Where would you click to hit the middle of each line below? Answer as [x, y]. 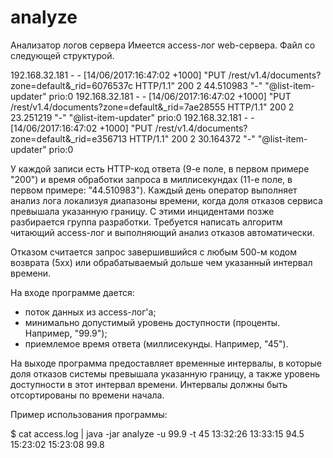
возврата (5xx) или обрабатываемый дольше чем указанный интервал [161, 262]
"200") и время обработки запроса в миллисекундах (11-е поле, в [151, 179]
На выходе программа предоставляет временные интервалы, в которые [166, 363]
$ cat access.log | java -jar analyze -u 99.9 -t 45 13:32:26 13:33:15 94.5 [157, 433]
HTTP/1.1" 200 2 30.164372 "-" [192, 138]
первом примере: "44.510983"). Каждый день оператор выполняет [154, 190]
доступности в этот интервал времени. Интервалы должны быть [149, 384]
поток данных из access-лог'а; [90, 312]
